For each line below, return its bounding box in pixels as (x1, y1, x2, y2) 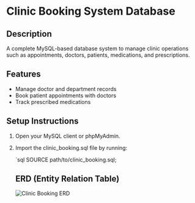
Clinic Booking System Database (6, 4, 175, 18)
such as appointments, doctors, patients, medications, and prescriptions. (6, 51, 191, 59)
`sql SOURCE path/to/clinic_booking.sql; (15, 156, 117, 163)
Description (6, 29, 52, 39)
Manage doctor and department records (15, 85, 117, 92)
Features (6, 69, 41, 79)
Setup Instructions (6, 116, 79, 127)
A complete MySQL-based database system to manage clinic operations (6, 45, 189, 52)
